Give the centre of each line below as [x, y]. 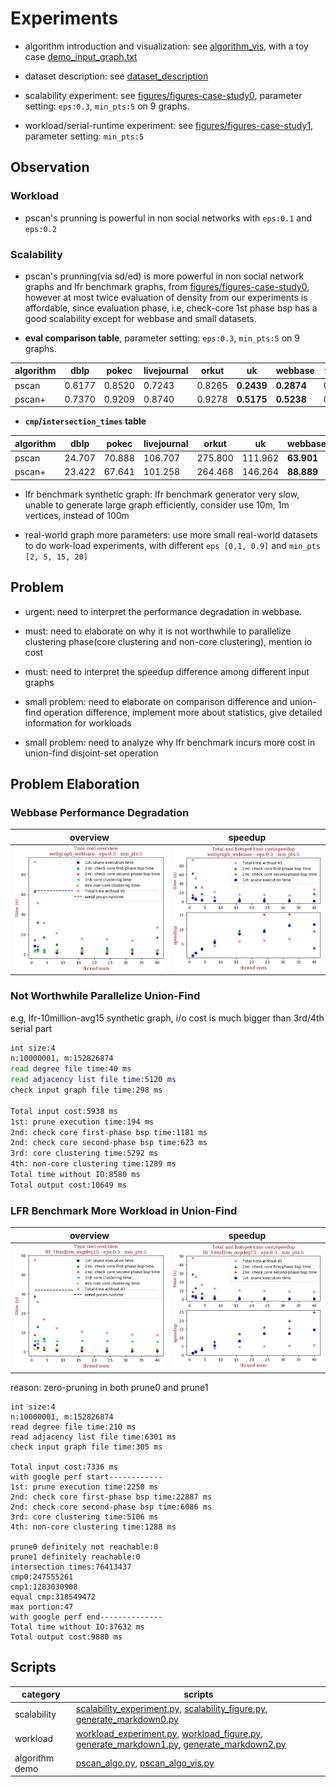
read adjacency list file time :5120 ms [93, 1080]
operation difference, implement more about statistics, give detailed [183, 712]
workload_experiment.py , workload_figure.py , [169, 1733]
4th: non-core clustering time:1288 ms [93, 1527]
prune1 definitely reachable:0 [75, 1557]
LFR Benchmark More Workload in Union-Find [124, 1210]
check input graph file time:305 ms [86, 1447]
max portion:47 [42, 1607]
